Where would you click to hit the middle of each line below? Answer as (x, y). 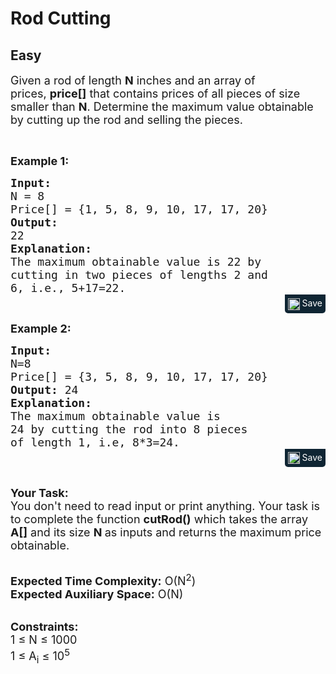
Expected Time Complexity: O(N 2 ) (103, 580)
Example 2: (41, 328)
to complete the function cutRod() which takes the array (159, 519)
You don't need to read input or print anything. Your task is (165, 506)
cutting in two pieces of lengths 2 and (139, 275)
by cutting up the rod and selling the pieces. (126, 120)
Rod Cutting (61, 18)
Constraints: (44, 627)
